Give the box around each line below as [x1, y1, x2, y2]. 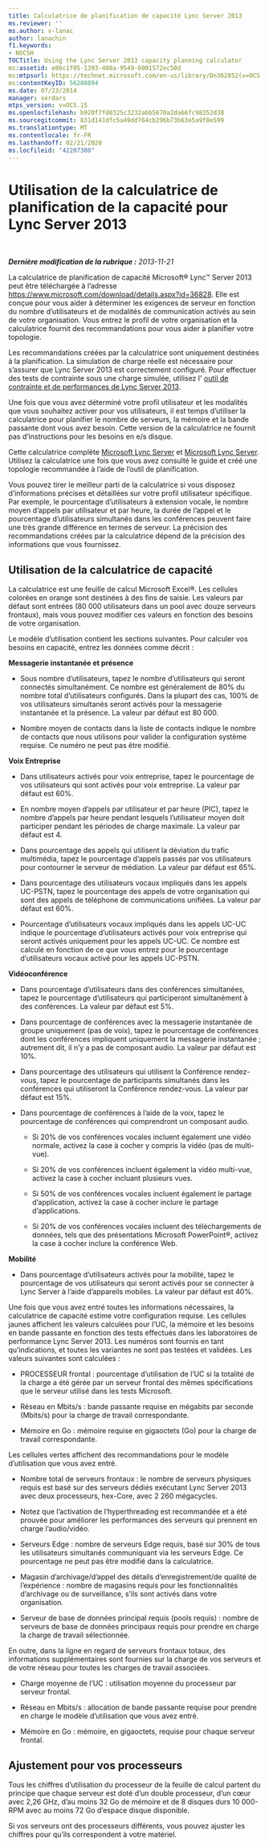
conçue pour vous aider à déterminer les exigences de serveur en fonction [8, 298, 255, 308]
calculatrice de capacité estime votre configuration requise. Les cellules [8, 1311, 247, 1321]
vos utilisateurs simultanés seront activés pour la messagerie [19, 700, 222, 709]
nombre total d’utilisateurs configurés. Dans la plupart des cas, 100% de [19, 691, 259, 701]
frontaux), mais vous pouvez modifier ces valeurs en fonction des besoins [8, 610, 254, 619]
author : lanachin [8, 34, 67, 43]
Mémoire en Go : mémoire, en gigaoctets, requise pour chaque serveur [19, 1726, 255, 1736]
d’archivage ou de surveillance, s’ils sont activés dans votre [19, 1589, 218, 1599]
